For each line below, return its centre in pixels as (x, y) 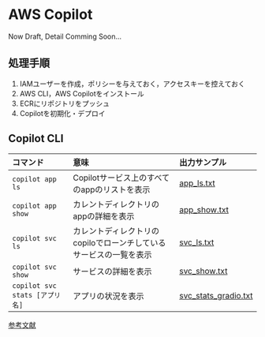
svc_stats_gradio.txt (216, 295)
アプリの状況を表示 (108, 296)
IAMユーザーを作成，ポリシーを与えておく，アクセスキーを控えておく (132, 84)
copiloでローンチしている (119, 242)
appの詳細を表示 (104, 216)
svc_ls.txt (196, 242)
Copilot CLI (36, 139)
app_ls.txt (197, 183)
